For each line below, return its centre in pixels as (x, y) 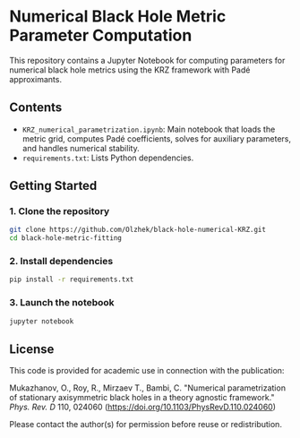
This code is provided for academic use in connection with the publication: (147, 371)
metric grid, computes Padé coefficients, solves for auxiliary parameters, (157, 138)
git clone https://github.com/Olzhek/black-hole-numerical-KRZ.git (138, 230)
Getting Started (53, 186)
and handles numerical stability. (81, 148)
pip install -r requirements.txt (72, 279)
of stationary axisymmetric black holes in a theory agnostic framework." (142, 398)
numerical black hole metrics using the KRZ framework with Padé (130, 70)
